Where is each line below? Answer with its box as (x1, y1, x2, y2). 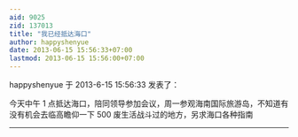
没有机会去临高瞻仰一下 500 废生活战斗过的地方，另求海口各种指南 (9, 110, 254, 119)
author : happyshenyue (9, 37, 90, 47)
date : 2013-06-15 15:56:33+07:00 (9, 46, 133, 55)
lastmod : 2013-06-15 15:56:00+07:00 (9, 54, 145, 63)
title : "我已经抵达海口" (9, 29, 91, 38)
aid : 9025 (9, 12, 46, 22)
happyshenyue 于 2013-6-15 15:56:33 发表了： (9, 80, 180, 89)
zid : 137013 (9, 21, 53, 30)
